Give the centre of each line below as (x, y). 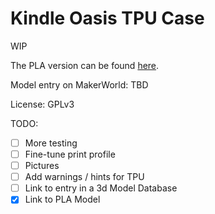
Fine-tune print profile (70, 154)
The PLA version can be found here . (85, 65)
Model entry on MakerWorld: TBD (79, 84)
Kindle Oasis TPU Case (107, 18)
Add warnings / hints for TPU (84, 177)
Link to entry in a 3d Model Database (101, 188)
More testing (51, 143)
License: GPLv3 (42, 104)
